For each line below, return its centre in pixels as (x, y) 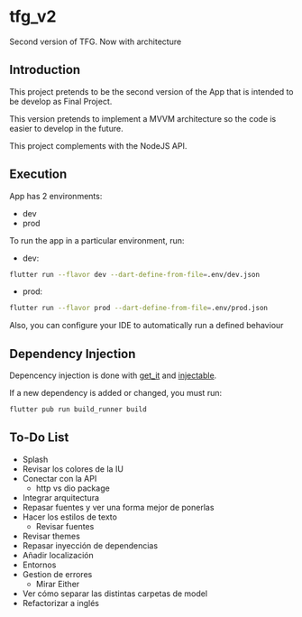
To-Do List (39, 438)
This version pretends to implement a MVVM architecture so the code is (143, 118)
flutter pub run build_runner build (78, 410)
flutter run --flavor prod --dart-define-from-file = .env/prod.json (139, 308)
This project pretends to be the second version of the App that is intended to (151, 91)
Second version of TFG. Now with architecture (96, 41)
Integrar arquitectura (61, 497)
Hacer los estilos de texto (69, 517)
